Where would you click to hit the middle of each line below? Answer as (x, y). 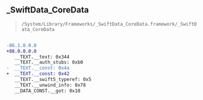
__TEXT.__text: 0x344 (42, 57)
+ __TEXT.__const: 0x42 (38, 74)
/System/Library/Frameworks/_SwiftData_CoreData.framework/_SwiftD (109, 24)
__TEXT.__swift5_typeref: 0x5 (53, 80)
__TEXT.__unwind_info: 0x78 (50, 85)
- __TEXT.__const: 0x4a (38, 68)
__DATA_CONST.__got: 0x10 (47, 91)
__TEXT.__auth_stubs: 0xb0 (49, 62)
